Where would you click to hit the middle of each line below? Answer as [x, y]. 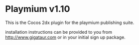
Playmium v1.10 [38, 9]
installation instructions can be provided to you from [59, 32]
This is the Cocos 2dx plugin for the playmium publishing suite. [70, 22]
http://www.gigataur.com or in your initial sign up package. [65, 37]
